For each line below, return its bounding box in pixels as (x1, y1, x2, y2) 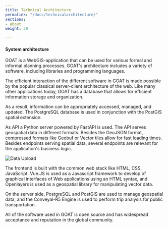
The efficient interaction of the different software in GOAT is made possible (5, 78, 161, 84)
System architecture (5, 46, 49, 52)
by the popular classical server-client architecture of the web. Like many (5, 83, 156, 89)
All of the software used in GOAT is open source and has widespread (5, 211, 149, 217)
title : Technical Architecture (5, 7, 71, 13)
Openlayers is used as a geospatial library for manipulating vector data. (5, 181, 154, 187)
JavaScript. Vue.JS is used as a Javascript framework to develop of (5, 170, 146, 177)
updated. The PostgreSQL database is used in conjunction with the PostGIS (5, 109, 162, 115)
